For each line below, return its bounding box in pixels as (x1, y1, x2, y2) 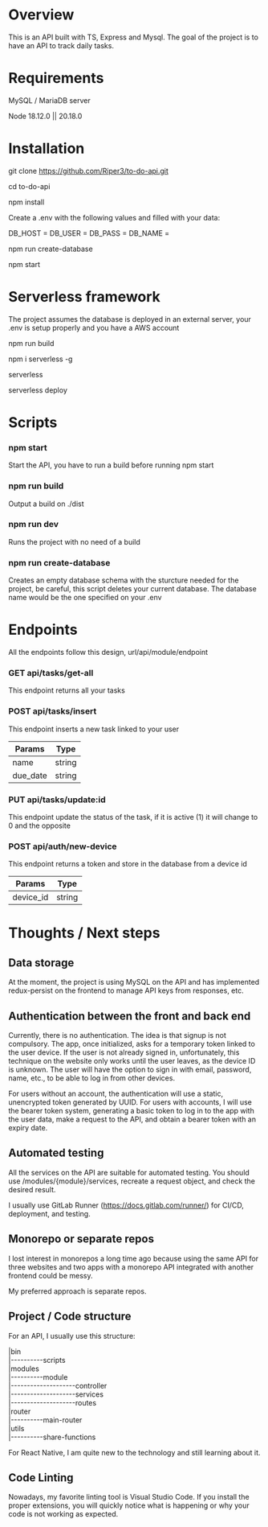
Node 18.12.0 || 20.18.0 (8, 111, 83, 121)
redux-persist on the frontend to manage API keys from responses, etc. (8, 986, 245, 995)
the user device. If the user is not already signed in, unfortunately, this (8, 1047, 240, 1057)
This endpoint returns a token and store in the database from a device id (8, 859, 247, 869)
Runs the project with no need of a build (8, 537, 140, 546)
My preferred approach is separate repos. (8, 1286, 147, 1296)
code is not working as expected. (8, 1509, 119, 1519)
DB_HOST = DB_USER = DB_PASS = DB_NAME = (8, 228, 170, 238)
